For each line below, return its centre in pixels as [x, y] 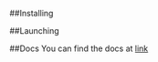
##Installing [32, 13]
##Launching [34, 31]
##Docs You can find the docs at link [79, 48]
